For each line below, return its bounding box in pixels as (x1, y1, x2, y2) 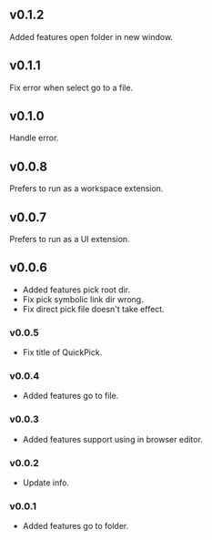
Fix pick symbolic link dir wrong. (22, 293, 144, 304)
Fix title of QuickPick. (22, 347, 103, 358)
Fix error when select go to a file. (9, 82, 134, 93)
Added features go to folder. (22, 521, 129, 532)
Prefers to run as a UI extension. (9, 234, 130, 245)
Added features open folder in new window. (9, 31, 174, 42)
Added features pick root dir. (22, 284, 130, 295)
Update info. (22, 477, 70, 488)
